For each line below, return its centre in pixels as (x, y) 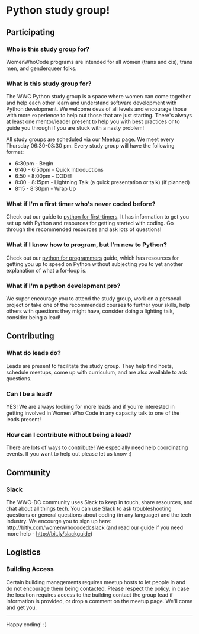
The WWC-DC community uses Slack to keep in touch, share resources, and (99, 502)
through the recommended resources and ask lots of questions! (84, 229)
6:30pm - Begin (34, 164)
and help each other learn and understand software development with (92, 103)
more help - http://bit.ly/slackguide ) (49, 534)
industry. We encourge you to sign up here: (59, 521)
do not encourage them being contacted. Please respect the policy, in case (98, 588)
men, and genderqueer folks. (41, 68)
